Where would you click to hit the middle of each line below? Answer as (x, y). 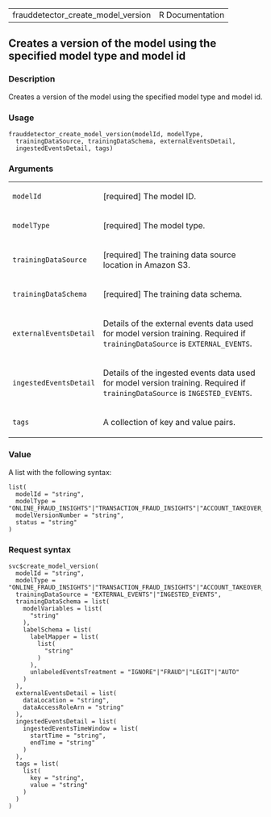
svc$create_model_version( (54, 566)
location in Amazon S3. (147, 265)
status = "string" (47, 522)
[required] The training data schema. (173, 294)
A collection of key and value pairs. (169, 423)
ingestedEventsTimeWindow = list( (81, 728)
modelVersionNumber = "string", (70, 515)
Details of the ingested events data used (179, 373)
